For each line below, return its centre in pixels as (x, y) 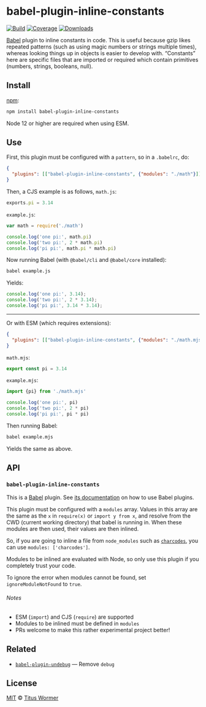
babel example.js (29, 271)
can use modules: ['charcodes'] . (48, 547)
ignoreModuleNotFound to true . (44, 584)
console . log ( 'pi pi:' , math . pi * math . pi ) (61, 248)
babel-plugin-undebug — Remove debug (65, 664)
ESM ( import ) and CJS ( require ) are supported (74, 617)
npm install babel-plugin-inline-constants (63, 112)
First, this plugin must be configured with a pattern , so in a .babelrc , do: (98, 157)
